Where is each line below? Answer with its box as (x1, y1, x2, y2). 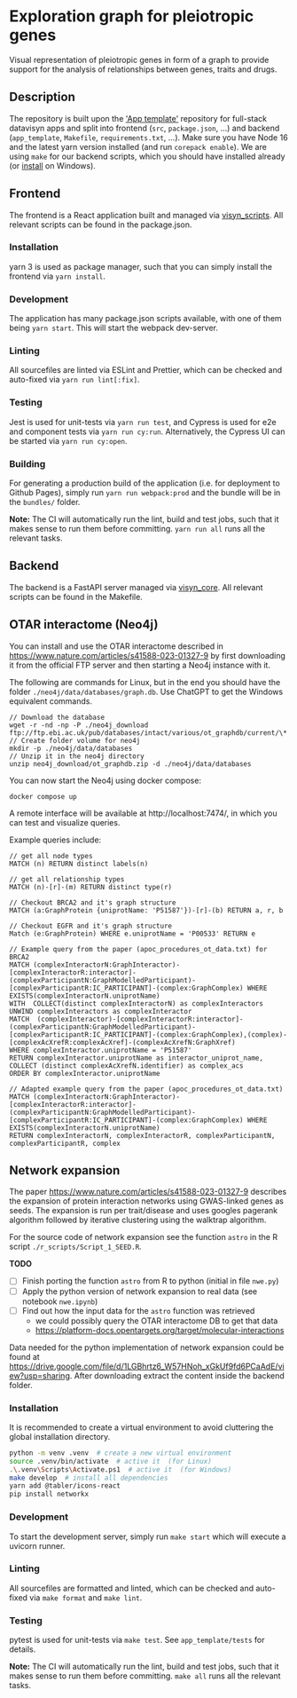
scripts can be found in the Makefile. (9, 591, 144, 602)
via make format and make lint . (29, 1591, 143, 1603)
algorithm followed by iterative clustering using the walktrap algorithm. (9, 1214, 267, 1226)
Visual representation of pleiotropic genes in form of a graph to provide (9, 54, 270, 65)
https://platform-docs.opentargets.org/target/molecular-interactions (35, 1324, 285, 1335)
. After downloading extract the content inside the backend (69, 1370, 285, 1381)
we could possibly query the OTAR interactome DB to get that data (35, 1315, 278, 1326)
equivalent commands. (9, 695, 93, 707)
